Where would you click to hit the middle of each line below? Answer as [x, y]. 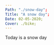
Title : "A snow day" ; [27, 14]
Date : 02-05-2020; [24, 19]
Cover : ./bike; [21, 23]
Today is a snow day [26, 38]
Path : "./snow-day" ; [27, 10]
